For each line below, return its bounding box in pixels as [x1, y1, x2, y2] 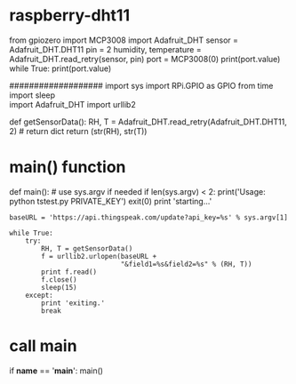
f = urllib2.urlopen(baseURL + [41, 252, 157, 260]
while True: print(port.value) [9, 63, 112, 74]
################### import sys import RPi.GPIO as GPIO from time [9, 80, 274, 91]
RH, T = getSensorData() [41, 244, 133, 253]
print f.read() [41, 268, 98, 276]
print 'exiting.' [41, 299, 105, 308]
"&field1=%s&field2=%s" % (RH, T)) [120, 260, 252, 268]
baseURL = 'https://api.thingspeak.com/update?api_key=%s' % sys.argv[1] [9, 212, 289, 222]
